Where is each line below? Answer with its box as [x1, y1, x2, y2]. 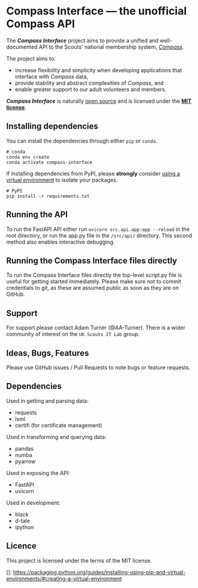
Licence [6, 541, 37, 551]
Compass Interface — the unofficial [6, 4, 187, 18]
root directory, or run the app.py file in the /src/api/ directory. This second [6, 231, 193, 239]
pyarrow [14, 458, 36, 465]
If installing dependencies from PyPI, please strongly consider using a [6, 170, 180, 177]
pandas [14, 445, 34, 452]
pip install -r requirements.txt [6, 193, 90, 199]
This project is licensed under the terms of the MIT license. [6, 557, 152, 564]
